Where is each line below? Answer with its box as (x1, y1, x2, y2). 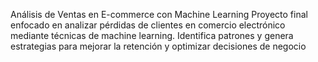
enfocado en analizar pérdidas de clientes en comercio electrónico (10, 19, 286, 31)
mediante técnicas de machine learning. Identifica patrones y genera (10, 30, 294, 41)
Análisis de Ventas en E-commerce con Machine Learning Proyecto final (10, 9, 308, 20)
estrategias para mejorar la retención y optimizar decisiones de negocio (10, 40, 307, 52)
